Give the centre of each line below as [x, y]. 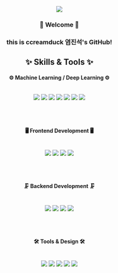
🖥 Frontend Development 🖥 [59, 131]
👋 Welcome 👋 [59, 24]
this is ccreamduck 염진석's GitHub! [59, 42]
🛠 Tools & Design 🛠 [59, 241]
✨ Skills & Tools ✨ [59, 62]
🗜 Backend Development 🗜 [59, 186]
